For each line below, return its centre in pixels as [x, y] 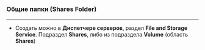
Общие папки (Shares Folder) [52, 9]
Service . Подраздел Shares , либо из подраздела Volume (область [102, 35]
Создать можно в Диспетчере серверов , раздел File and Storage [101, 28]
